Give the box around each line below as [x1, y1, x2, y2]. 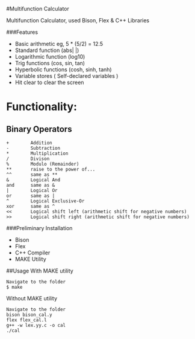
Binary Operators [6, 124, 72, 134]
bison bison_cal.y [6, 312, 52, 318]
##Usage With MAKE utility [6, 267, 73, 274]
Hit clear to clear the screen [14, 79, 84, 86]
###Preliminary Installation [6, 225, 73, 231]
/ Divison [6, 156, 50, 162]
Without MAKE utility [6, 295, 58, 302]
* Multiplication [6, 150, 69, 157]
